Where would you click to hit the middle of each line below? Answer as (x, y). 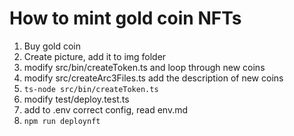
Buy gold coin (52, 46)
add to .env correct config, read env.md (106, 109)
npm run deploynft (62, 121)
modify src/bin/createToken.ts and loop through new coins (144, 67)
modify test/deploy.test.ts (76, 99)
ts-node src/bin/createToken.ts (91, 89)
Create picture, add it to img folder (95, 56)
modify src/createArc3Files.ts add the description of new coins (153, 78)
